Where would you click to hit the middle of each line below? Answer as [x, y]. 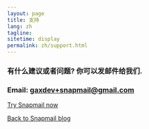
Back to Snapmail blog [39, 119]
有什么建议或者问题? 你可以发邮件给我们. [75, 71]
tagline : [20, 33]
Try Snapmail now [33, 105]
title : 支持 [23, 20]
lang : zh [20, 26]
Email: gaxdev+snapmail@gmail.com [71, 90]
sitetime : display [33, 39]
